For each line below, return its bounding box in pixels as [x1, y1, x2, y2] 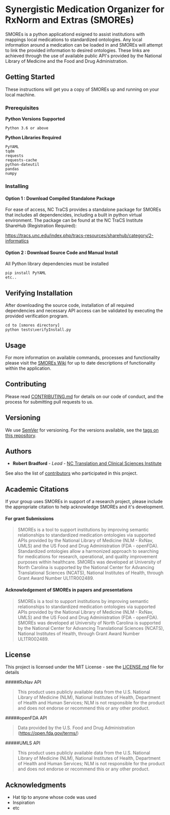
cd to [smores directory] [5, 323, 60, 328]
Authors [5, 447, 32, 456]
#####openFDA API [5, 715, 47, 721]
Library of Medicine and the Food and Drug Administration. [5, 58, 128, 64]
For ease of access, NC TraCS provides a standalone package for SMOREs [5, 206, 161, 212]
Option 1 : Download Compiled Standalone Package [5, 195, 115, 201]
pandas [5, 166, 19, 172]
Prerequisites [5, 104, 39, 111]
